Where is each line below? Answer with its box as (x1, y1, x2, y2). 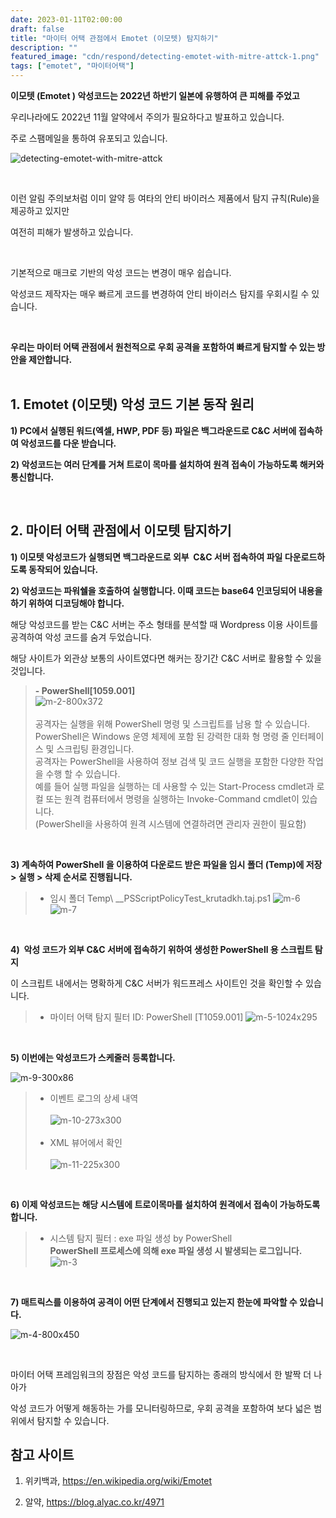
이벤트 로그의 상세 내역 (49, 1092, 139, 1104)
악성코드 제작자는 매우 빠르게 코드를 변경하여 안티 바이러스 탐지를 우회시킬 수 (10, 288, 310, 300)
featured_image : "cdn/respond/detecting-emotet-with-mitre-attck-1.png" (10, 52, 320, 62)
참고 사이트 (10, 1447, 75, 1464)
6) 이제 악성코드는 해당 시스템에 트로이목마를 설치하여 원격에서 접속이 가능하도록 (10, 1198, 321, 1210)
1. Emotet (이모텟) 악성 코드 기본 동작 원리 (10, 396, 255, 413)
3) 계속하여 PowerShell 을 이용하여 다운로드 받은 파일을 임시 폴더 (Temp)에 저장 (10, 858, 323, 870)
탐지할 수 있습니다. (36, 1414, 110, 1426)
